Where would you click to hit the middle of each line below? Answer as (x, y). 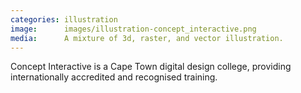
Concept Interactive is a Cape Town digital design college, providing (151, 67)
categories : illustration (64, 19)
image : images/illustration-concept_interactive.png (133, 29)
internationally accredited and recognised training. (114, 77)
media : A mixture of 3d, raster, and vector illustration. (147, 38)
